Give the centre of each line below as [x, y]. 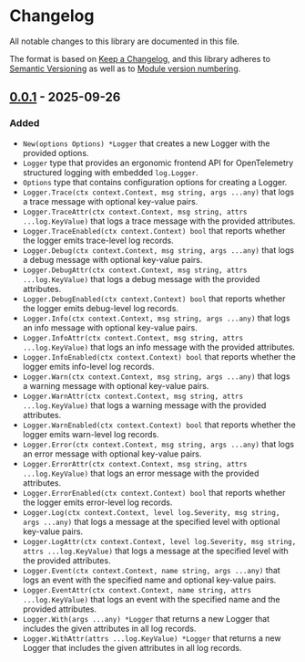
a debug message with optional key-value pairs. [112, 259]
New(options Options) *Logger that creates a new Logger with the [146, 143]
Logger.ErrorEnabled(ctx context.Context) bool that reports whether [154, 492]
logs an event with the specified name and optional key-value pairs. [149, 580]
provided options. [56, 152]
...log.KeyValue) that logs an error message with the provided [141, 473]
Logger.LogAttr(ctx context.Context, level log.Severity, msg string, [159, 541]
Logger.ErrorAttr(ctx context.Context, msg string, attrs [135, 464]
